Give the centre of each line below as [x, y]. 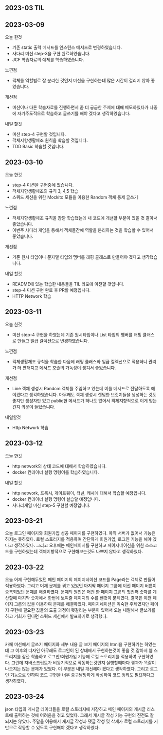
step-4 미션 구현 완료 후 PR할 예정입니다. [51, 290]
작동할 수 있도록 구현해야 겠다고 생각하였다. [59, 727]
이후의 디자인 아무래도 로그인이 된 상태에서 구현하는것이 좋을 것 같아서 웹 [84, 650]
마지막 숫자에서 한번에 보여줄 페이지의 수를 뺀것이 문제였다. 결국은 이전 [85, 598]
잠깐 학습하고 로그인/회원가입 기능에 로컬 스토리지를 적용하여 [79, 657]
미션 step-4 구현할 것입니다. [39, 134]
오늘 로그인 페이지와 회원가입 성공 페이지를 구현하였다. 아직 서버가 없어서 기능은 [80, 533]
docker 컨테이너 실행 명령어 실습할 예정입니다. [56, 499]
